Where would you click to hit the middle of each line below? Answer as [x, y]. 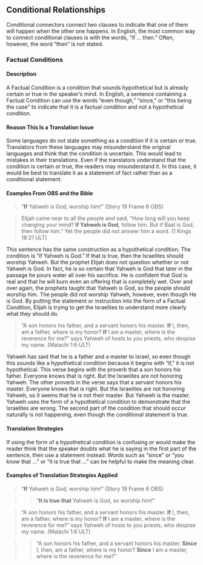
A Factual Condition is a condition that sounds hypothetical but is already [98, 87]
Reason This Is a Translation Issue [50, 127]
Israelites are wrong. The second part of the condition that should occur [96, 408]
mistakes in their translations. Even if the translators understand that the [96, 160]
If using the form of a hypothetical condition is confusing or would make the [101, 442]
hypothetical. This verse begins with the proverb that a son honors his [94, 370]
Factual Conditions [35, 59]
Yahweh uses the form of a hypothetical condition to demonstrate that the [98, 402]
